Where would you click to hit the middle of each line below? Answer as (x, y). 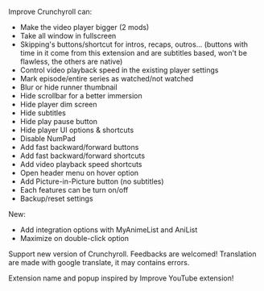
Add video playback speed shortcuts (81, 164)
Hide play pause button (59, 121)
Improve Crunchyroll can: (50, 12)
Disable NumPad (48, 139)
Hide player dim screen (59, 104)
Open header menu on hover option (79, 173)
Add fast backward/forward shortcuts (82, 156)
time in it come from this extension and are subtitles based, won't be (134, 53)
